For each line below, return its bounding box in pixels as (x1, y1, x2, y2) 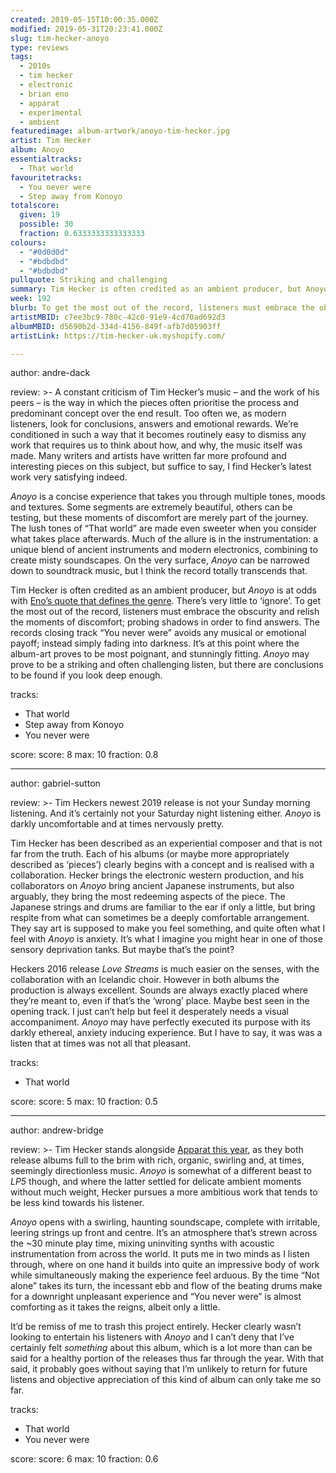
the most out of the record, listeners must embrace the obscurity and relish (10, 606, 320, 618)
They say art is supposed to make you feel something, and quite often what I (10, 922, 326, 935)
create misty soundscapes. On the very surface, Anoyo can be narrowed (10, 554, 310, 566)
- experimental (19, 107, 83, 118)
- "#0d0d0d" (19, 247, 70, 257)
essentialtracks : (10, 154, 83, 164)
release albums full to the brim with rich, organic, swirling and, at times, (10, 1154, 305, 1166)
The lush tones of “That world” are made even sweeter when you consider (10, 522, 317, 535)
